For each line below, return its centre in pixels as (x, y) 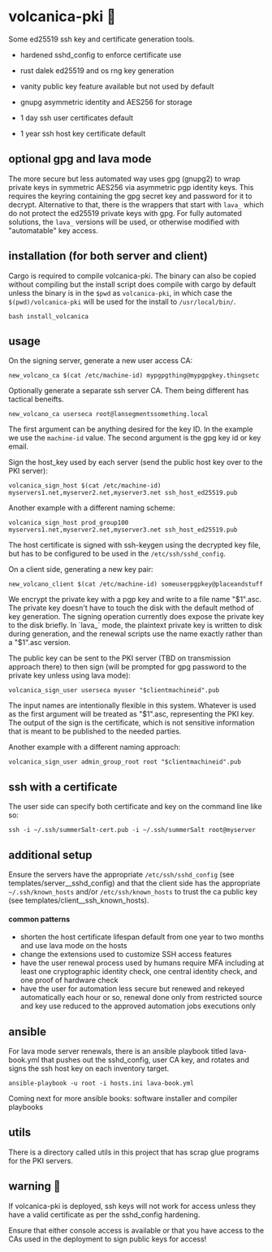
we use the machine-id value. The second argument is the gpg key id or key (135, 438)
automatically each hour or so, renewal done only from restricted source (141, 998)
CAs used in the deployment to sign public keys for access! (108, 1239)
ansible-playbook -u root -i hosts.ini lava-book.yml (101, 1084)
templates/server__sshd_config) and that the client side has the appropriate (135, 883)
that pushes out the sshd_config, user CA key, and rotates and (145, 1060)
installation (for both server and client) (108, 256)
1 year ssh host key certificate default (83, 133)
